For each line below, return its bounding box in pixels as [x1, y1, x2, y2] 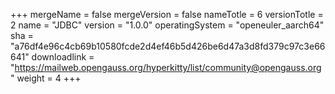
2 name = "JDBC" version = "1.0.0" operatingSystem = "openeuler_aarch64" [10, 19, 325, 31]
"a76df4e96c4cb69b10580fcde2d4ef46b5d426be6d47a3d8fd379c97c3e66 [10, 40, 326, 52]
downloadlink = [31, 51, 95, 63]
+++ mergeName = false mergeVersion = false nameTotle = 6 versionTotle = [10, 9, 324, 20]
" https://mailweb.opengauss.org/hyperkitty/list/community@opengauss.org [10, 62, 322, 73]
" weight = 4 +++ [10, 72, 82, 84]
